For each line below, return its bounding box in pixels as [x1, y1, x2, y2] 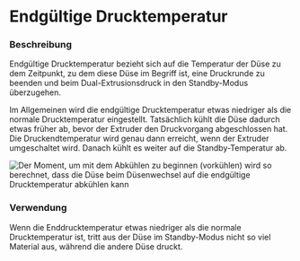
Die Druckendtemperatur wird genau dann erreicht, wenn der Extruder [9, 133, 269, 144]
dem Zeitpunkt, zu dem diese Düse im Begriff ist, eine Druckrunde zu [9, 68, 265, 79]
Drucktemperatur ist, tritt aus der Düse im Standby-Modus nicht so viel [9, 231, 271, 242]
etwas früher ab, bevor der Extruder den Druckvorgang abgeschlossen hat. [9, 124, 288, 135]
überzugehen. [9, 87, 61, 98]
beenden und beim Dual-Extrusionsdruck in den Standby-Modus [9, 78, 249, 89]
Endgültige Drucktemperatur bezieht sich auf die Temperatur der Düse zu [9, 58, 281, 69]
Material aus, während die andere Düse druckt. [9, 240, 183, 252]
